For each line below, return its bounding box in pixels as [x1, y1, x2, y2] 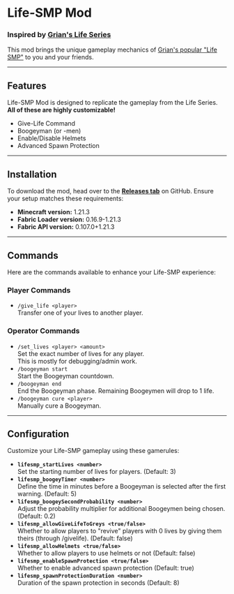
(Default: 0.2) [17, 512, 56, 521]
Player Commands [7, 285, 71, 295]
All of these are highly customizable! [7, 106, 116, 114]
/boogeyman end [17, 380, 62, 387]
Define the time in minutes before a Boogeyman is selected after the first [17, 482, 226, 491]
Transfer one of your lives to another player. [17, 309, 143, 317]
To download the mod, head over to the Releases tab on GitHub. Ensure [7, 187, 214, 195]
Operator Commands [7, 326, 80, 336]
